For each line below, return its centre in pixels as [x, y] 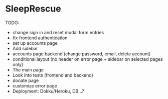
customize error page [35, 85]
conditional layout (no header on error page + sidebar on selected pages [88, 59]
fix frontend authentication [40, 38]
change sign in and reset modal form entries [58, 32]
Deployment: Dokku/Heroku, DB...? [48, 91]
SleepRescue [33, 9]
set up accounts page [35, 43]
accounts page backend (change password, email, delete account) [81, 54]
